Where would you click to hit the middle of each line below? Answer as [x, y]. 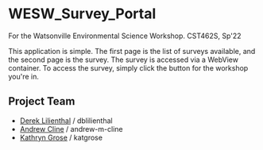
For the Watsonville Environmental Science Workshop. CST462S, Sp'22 [125, 36]
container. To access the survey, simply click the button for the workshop [128, 67]
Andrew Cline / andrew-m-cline [71, 129]
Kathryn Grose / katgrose [61, 137]
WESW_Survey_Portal [82, 14]
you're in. [24, 76]
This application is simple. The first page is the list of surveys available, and [132, 51]
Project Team [42, 101]
